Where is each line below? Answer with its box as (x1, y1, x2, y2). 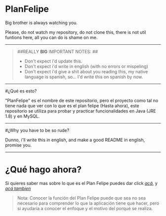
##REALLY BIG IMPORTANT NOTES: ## (17, 48, 98, 55)
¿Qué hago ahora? (5, 164, 82, 175)
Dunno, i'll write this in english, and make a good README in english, (5, 137, 145, 143)
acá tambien (5, 185, 31, 191)
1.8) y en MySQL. (5, 113, 40, 119)
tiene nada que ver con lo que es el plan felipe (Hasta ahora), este (5, 102, 139, 109)
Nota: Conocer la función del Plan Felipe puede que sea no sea (17, 195, 146, 201)
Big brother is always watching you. (5, 20, 78, 26)
